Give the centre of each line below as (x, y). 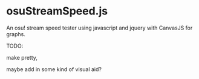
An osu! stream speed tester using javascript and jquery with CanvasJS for (99, 28)
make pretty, (22, 57)
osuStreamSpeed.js (57, 11)
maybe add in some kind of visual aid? (54, 69)
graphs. (16, 34)
